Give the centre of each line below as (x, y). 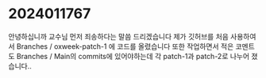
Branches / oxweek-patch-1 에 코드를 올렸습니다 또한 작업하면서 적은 (125, 46)
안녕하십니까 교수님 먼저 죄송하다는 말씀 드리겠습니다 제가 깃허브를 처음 (118, 36)
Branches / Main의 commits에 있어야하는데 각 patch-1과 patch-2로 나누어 (133, 56)
